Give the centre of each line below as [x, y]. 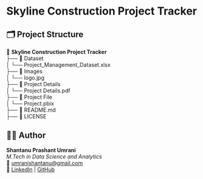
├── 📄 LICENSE [26, 116]
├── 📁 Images [24, 71]
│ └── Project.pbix [30, 103]
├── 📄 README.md [31, 110]
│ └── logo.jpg [25, 78]
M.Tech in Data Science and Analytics [54, 157]
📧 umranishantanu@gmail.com [45, 163]
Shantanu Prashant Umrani [41, 150]
